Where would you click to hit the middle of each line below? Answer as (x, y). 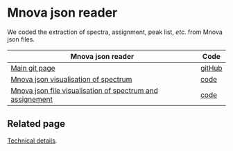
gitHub (211, 68)
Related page (36, 124)
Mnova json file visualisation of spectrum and (84, 90)
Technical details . (32, 141)
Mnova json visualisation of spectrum (71, 79)
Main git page (33, 68)
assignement (32, 99)
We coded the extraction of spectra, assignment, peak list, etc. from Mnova (115, 32)
